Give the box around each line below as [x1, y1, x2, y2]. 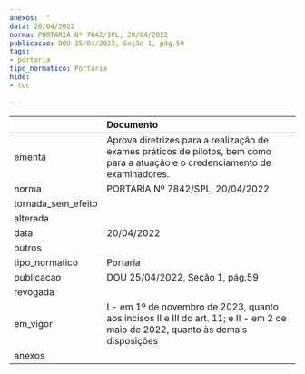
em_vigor [14, 317, 53, 330]
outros [14, 241, 43, 254]
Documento [106, 118, 159, 131]
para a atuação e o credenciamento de [106, 156, 271, 169]
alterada [14, 212, 50, 224]
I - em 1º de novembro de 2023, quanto [106, 300, 280, 313]
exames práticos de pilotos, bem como [106, 144, 272, 157]
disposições [106, 334, 159, 347]
